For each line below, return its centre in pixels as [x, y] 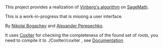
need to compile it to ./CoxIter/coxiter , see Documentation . [65, 40]
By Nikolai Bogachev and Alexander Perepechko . [54, 26]
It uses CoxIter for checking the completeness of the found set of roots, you [81, 35]
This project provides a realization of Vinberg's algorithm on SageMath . [77, 7]
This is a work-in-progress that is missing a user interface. [64, 16]
